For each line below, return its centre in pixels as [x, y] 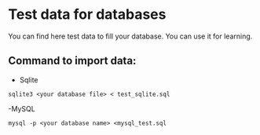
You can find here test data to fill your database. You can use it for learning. [130, 36]
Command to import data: [72, 61]
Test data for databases [87, 15]
